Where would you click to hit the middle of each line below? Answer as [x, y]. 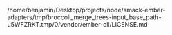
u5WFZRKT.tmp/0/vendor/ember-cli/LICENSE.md [77, 24]
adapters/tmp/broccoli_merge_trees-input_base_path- [84, 17]
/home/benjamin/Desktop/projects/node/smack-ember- [86, 10]
